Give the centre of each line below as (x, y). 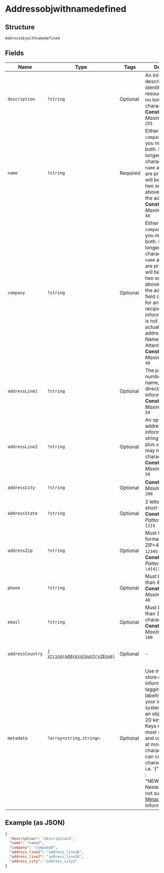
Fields (15, 53)
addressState (23, 513)
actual (152, 327)
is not (151, 321)
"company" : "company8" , (33, 848)
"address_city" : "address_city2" (43, 861)
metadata (18, 738)
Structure (20, 27)
